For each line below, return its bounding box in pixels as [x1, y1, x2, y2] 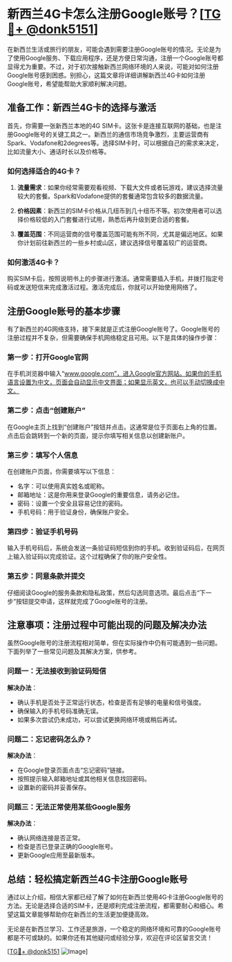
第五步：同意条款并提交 [7, 571, 85, 581]
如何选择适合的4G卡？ [7, 166, 81, 176]
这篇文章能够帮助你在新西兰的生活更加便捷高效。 [12, 910, 153, 918]
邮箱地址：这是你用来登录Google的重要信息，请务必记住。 [17, 491, 184, 499]
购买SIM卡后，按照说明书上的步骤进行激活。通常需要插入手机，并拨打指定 [7, 274, 218, 283]
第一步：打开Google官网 [7, 353, 88, 363]
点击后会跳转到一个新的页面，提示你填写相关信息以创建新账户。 [7, 431, 188, 439]
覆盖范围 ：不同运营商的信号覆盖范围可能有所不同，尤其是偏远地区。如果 [17, 230, 223, 238]
